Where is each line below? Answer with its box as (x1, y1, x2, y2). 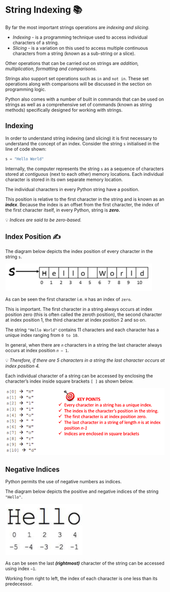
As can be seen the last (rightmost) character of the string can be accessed (5, 560, 164, 566)
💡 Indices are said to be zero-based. (5, 216, 82, 223)
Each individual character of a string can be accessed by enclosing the (5, 373, 153, 379)
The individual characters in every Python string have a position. (5, 186, 140, 192)
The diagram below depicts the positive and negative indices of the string (5, 488, 159, 494)
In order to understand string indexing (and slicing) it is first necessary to (5, 135, 157, 141)
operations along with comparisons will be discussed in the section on (5, 81, 152, 87)
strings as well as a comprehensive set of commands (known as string (5, 101, 152, 107)
